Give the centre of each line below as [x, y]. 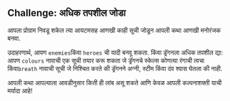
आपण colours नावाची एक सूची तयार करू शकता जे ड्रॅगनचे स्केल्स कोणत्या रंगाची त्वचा [106, 60]
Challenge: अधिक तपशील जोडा [67, 13]
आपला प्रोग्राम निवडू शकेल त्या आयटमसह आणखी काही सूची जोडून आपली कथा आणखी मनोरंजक [114, 30]
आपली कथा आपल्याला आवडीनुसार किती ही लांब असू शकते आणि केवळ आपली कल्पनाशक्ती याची [115, 83]
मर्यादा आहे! [20, 90]
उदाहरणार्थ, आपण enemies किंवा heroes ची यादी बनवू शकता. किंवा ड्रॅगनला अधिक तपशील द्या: [115, 52]
